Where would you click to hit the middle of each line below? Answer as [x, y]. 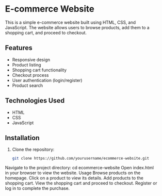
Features [19, 48]
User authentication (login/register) [47, 80]
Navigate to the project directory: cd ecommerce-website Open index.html [80, 168]
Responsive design [31, 60]
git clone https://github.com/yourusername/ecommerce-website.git [81, 159]
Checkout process [30, 75]
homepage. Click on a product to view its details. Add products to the [74, 178]
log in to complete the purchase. [37, 188]
